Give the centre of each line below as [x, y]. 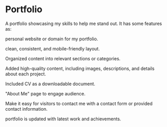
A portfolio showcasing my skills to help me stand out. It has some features [84, 23]
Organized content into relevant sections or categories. [63, 58]
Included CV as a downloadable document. [50, 84]
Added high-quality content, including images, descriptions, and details [80, 68]
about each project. [26, 74]
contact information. [26, 109]
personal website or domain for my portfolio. [52, 39]
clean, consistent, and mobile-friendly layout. [53, 48]
